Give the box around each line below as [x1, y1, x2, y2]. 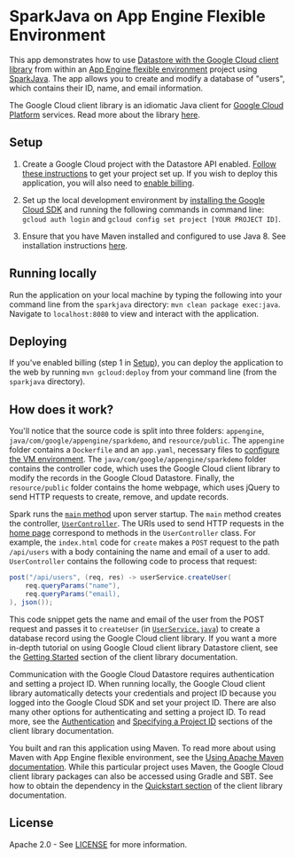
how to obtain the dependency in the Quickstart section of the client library [9, 780, 283, 791]
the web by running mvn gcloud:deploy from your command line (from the [9, 366, 277, 378]
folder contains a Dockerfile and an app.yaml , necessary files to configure [9, 445, 281, 455]
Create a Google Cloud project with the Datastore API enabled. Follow [21, 158, 276, 169]
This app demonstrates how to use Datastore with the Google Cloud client [9, 54, 279, 65]
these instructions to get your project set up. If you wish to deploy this [21, 168, 278, 178]
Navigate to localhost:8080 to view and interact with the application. [9, 308, 260, 319]
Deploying [9, 334, 67, 349]
